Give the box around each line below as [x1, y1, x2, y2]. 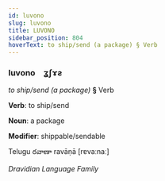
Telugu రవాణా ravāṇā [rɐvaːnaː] [8, 147, 109, 156]
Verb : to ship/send [8, 101, 70, 110]
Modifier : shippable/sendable [8, 132, 106, 141]
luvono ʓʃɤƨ [8, 67, 63, 79]
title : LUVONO [8, 26, 56, 34]
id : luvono [8, 11, 44, 20]
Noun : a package [8, 116, 65, 125]
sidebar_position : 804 [8, 33, 83, 42]
